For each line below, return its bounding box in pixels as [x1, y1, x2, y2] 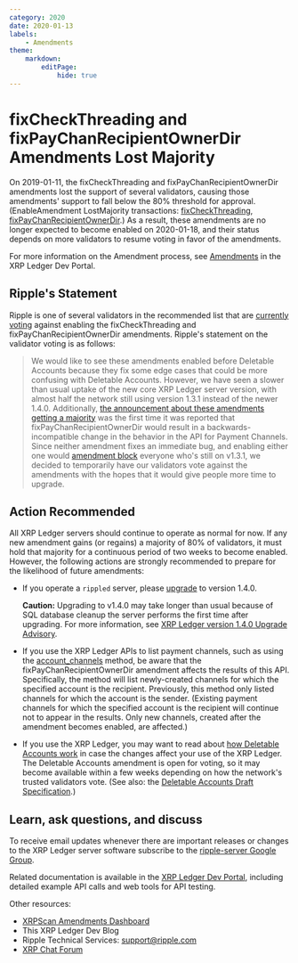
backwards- [206, 421, 252, 432]
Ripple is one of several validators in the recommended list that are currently [9, 309, 289, 321]
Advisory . [21, 629, 58, 640]
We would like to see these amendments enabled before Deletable [30, 355, 274, 366]
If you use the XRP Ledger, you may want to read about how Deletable [21, 739, 280, 749]
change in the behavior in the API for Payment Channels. [80, 431, 288, 442]
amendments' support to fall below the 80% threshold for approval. [9, 195, 256, 206]
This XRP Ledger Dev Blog [21, 926, 120, 936]
